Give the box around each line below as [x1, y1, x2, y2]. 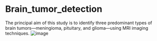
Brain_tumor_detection [5, 3, 103, 15]
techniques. [5, 30, 30, 36]
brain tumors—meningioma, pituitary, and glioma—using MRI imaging [5, 25, 148, 31]
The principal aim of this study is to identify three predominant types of [5, 20, 152, 26]
